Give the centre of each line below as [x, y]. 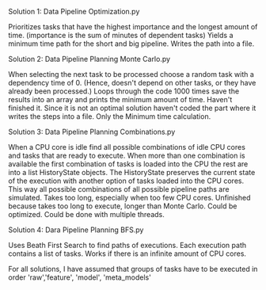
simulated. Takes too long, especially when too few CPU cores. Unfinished [129, 198]
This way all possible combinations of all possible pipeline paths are [119, 189]
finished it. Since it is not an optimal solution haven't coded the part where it [132, 108]
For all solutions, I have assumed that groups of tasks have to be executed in [133, 269]
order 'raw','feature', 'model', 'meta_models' [80, 277]
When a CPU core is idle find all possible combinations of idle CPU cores [127, 147]
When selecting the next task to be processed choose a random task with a [131, 74]
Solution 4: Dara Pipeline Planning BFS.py [76, 230]
